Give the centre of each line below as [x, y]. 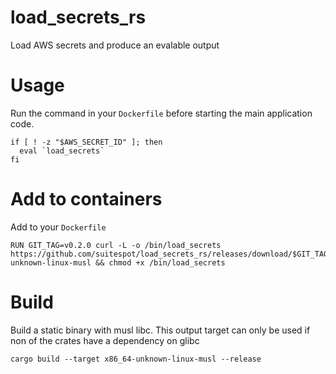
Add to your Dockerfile [58, 227]
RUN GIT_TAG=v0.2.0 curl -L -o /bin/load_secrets [116, 245]
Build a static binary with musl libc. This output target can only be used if [160, 330]
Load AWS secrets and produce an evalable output [115, 45]
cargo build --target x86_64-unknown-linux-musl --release [136, 359]
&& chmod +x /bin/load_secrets [160, 262]
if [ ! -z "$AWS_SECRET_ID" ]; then [86, 142]
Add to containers [86, 199]
